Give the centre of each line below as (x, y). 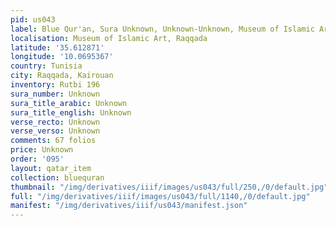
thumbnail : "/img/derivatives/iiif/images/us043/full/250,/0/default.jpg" (169, 187)
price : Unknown (42, 150)
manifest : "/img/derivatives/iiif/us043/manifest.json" (129, 206)
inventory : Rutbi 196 (55, 85)
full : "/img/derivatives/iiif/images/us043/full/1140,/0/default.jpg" (160, 196)
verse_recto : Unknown (55, 122)
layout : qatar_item (51, 168)
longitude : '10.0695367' (62, 57)
